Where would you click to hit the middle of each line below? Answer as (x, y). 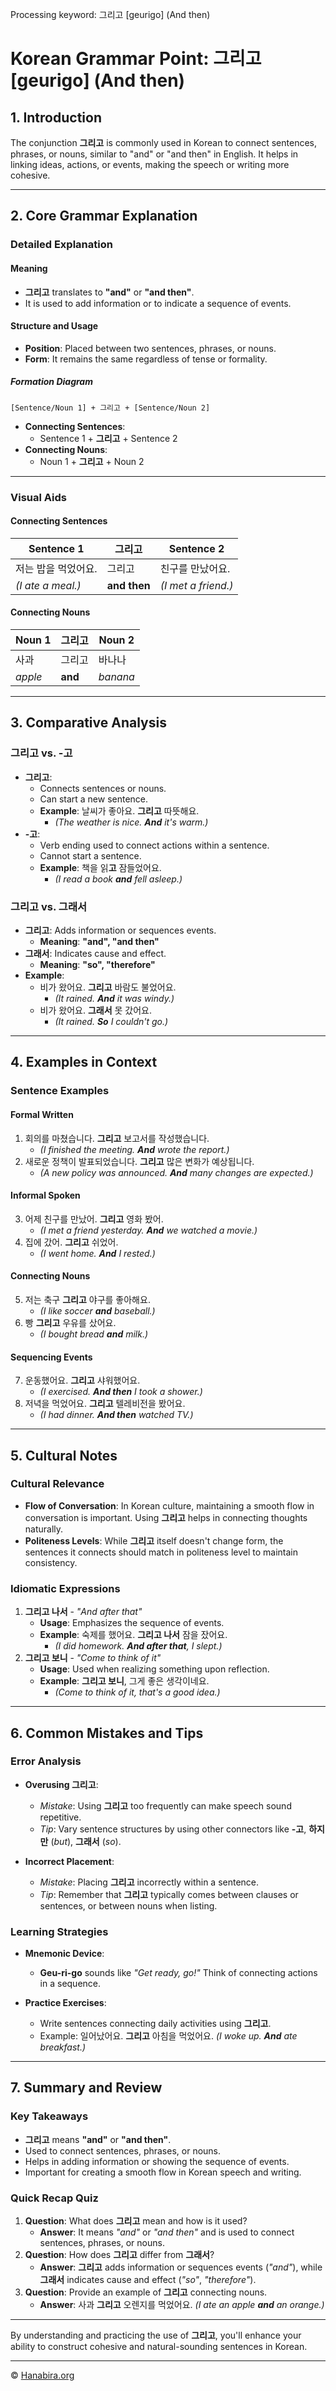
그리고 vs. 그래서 (48, 906)
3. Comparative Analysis (88, 723)
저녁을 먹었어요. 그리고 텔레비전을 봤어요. (105, 1404)
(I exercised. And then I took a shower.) (121, 1392)
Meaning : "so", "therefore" (97, 964)
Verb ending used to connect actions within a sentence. (154, 845)
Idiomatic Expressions (65, 1588)
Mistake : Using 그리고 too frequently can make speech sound (165, 1805)
